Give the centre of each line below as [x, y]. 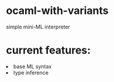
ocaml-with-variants [57, 11]
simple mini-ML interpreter [38, 27]
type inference [31, 72]
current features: [49, 50]
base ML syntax [33, 66]
